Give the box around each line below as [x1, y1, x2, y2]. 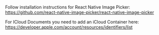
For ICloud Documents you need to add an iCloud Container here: [5, 19, 139, 25]
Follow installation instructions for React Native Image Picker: [5, 4, 131, 10]
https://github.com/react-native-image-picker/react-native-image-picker [5, 9, 154, 15]
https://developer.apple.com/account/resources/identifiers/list [5, 24, 133, 30]
